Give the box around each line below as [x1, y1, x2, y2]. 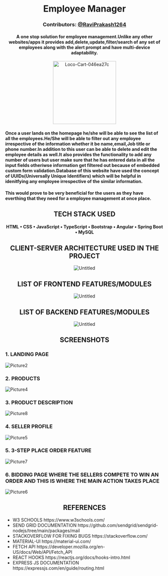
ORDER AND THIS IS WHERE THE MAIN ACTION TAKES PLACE [5, 477, 160, 484]
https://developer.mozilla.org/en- [36, 543, 105, 550]
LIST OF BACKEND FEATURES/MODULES [19, 308, 150, 316]
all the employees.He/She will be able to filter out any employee [5, 135, 141, 141]
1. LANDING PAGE [5, 351, 49, 358]
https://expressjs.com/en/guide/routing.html [12, 565, 105, 571]
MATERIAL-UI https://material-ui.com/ [12, 538, 92, 544]
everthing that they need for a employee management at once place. [5, 195, 152, 201]
